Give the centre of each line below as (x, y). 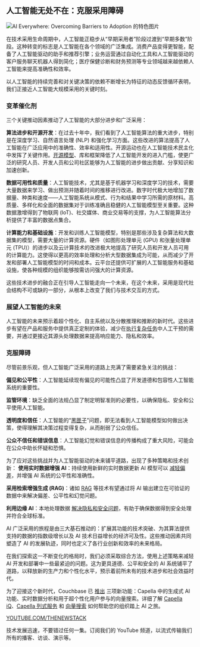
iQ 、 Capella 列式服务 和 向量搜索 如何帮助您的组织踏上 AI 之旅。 (85, 606)
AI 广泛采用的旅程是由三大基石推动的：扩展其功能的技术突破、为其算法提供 (98, 528)
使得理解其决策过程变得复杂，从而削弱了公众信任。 (79, 427)
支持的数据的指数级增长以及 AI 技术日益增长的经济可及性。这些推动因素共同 (99, 535)
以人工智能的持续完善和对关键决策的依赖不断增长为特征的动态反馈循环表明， (100, 81)
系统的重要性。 (24, 387)
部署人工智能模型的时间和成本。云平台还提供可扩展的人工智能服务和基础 (105, 263)
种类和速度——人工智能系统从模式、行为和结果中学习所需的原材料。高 (108, 198)
